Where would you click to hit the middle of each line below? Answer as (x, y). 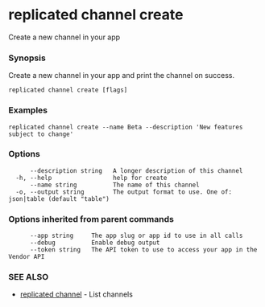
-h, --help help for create (91, 178)
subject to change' (41, 134)
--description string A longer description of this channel (136, 170)
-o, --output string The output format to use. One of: (124, 192)
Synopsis (27, 58)
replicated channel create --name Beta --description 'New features (126, 127)
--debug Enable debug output (95, 243)
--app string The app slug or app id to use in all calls (136, 236)
